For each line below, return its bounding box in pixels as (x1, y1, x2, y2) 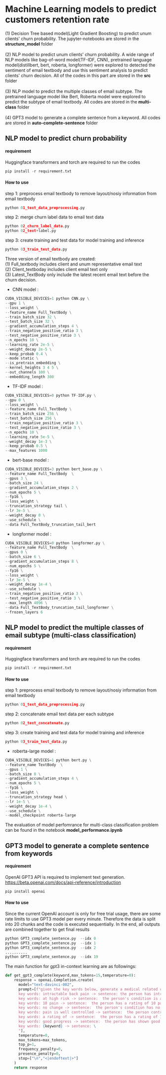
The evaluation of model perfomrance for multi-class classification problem (5, 822, 159, 828)
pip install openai (5, 889, 45, 894)
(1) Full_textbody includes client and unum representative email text (5, 261, 142, 267)
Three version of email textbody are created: (5, 256, 96, 262)
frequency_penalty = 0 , (18, 1047, 63, 1052)
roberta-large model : (12, 748, 56, 754)
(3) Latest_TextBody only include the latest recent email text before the (5, 271, 149, 278)
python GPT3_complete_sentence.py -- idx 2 (5, 945, 96, 950)
